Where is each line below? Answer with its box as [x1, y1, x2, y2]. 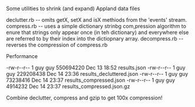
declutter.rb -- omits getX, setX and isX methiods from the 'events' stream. [6, 16, 187, 23]
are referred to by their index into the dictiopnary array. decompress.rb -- [6, 35, 184, 42]
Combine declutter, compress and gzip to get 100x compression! [6, 94, 163, 101]
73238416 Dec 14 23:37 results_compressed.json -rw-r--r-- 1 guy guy [6, 76, 175, 83]
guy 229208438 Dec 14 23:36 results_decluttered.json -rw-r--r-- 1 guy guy [6, 71, 189, 77]
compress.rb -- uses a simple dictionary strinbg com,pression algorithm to [6, 23, 187, 29]
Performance [6, 53, 38, 59]
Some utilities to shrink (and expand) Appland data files [6, 5, 140, 12]
